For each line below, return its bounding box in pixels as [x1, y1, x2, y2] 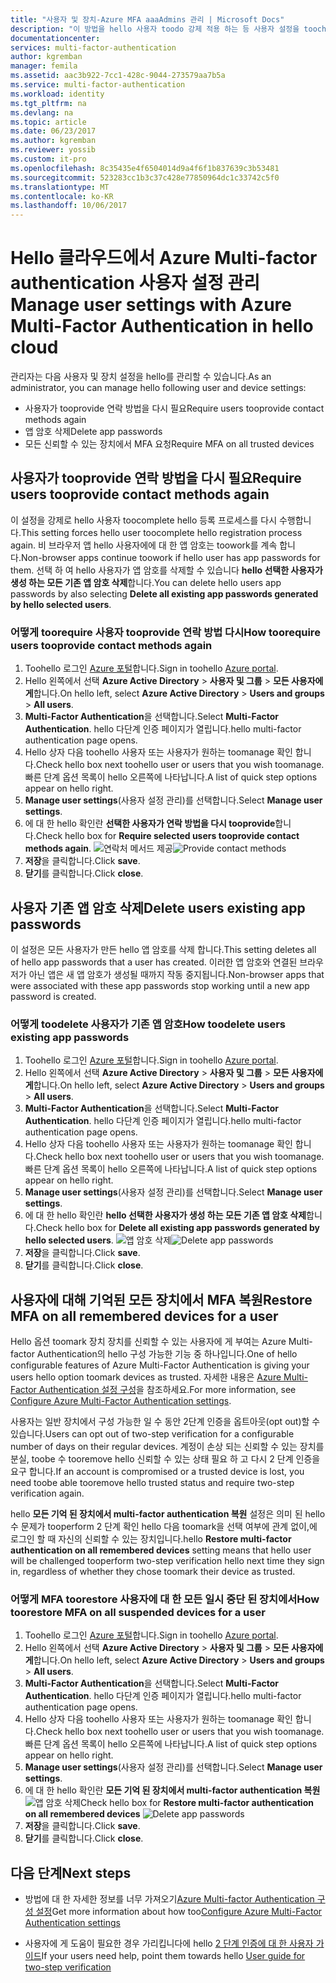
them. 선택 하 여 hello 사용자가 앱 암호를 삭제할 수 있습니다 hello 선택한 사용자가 [10, 564, 323, 576]
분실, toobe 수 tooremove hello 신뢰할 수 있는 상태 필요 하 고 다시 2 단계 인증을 [10, 1453, 321, 1465]
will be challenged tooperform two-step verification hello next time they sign [10, 1555, 325, 1567]
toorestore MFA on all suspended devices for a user [10, 1606, 266, 1620]
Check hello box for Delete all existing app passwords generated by [35, 1222, 320, 1234]
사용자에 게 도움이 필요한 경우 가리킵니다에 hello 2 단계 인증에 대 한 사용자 [24, 1937, 314, 1950]
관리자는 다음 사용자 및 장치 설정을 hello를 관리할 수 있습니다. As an [10, 371, 272, 383]
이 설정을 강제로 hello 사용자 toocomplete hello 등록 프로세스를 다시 [10, 514, 278, 526]
